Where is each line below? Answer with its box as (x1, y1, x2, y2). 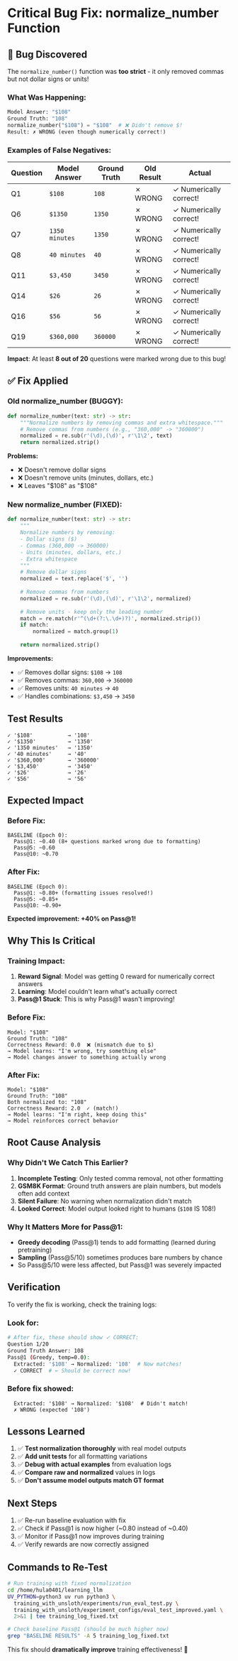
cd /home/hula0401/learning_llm (7, 1586, 103, 1594)
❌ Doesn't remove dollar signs (17, 465, 106, 474)
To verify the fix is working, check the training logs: (7, 1300, 157, 1309)
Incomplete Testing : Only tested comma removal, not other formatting (17, 1174, 224, 1182)
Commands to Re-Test (7, 1561, 108, 1573)
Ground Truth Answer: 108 (7, 1347, 84, 1354)
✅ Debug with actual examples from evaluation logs (17, 1460, 172, 1468)
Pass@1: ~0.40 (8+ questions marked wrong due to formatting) (13, 838, 201, 845)
